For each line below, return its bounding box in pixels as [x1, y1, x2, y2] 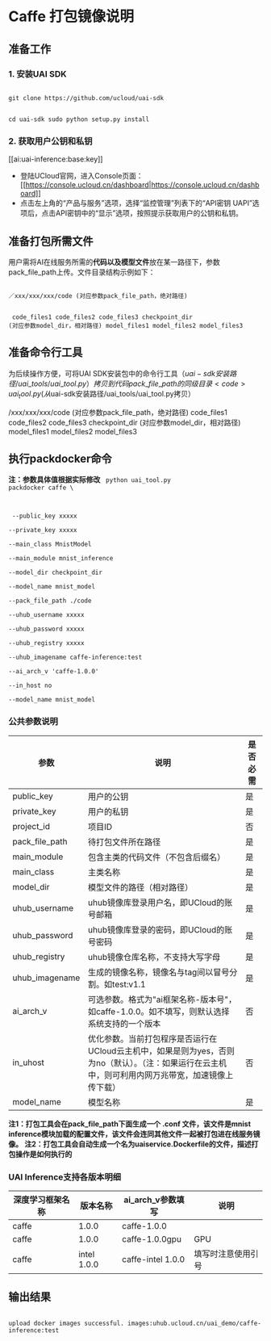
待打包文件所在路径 [87, 836, 161, 848]
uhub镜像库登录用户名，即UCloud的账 [87, 897, 233, 908]
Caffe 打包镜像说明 [8, 7, 135, 26]
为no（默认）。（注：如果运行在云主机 [87, 1057, 227, 1068]
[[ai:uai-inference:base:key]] [8, 154, 103, 164]
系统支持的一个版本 [87, 1018, 161, 1029]
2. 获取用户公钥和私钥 [8, 135, 93, 146]
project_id [12, 820, 51, 832]
